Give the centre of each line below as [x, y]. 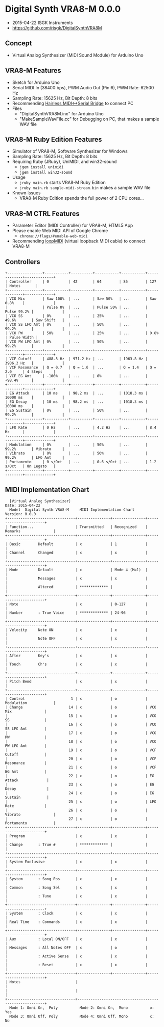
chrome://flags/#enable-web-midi [54, 237]
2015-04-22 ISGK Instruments [43, 23]
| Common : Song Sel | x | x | [76, 887]
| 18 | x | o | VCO [81, 741]
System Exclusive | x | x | [79, 862]
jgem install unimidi [41, 167]
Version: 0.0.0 [21, 514]
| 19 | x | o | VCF [81, 750]
